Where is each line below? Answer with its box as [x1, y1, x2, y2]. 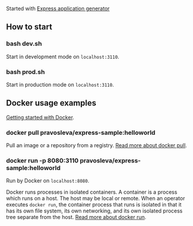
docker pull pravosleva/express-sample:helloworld [6, 128, 156, 137]
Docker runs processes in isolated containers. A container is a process [6, 188, 178, 196]
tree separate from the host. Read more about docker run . [6, 214, 147, 221]
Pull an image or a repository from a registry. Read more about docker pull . [6, 142, 187, 149]
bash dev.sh [6, 39, 42, 48]
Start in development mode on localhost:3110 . [6, 53, 119, 60]
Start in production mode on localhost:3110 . [6, 81, 114, 88]
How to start [6, 22, 52, 32]
